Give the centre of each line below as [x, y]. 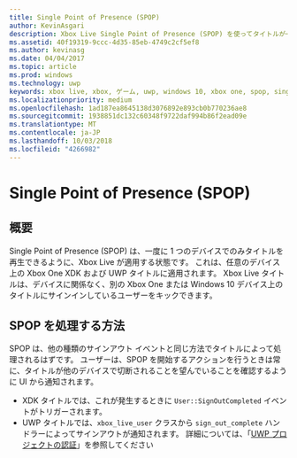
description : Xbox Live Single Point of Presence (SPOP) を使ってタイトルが [148, 34]
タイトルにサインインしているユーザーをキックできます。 [113, 295]
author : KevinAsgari [47, 26]
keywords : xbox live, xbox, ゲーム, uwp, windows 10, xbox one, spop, [140, 91]
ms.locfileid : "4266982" [55, 149]
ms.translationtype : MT [53, 125]
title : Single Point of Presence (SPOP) [85, 17]
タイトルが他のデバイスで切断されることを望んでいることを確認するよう [156, 371]
